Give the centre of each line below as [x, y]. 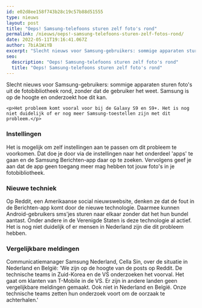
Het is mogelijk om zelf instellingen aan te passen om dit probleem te [92, 147]
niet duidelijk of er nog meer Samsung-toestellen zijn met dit [88, 114]
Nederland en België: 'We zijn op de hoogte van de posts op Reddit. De [94, 268]
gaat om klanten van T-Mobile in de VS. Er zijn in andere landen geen [92, 281]
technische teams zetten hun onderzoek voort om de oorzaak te [86, 294]
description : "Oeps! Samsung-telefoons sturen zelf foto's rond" [95, 62]
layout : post [23, 23]
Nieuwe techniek [32, 188]
